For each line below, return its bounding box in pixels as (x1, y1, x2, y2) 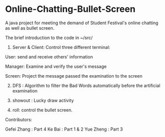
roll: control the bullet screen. (12, 107, 73, 113)
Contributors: (5, 116, 32, 122)
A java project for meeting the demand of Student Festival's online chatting (5, 20, 159, 26)
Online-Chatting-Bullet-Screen (5, 3, 136, 15)
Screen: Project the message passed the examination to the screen (5, 73, 143, 79)
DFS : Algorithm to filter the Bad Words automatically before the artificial (12, 83, 161, 89)
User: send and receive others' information (5, 53, 93, 60)
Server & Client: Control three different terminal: (12, 44, 110, 50)
